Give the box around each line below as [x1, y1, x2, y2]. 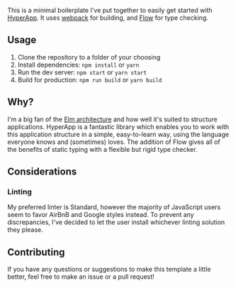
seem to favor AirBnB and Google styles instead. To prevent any [7, 211, 194, 219]
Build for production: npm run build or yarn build [17, 75, 162, 84]
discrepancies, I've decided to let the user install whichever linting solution [7, 218, 225, 226]
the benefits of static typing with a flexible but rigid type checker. [7, 145, 198, 153]
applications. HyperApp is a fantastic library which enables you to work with [7, 122, 229, 131]
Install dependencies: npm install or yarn [17, 60, 140, 69]
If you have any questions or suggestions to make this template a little [7, 265, 211, 274]
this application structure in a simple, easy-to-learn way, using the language [7, 130, 229, 138]
